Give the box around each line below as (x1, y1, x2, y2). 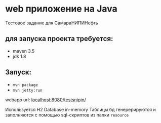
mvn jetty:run (12, 88, 43, 93)
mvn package (12, 82, 38, 88)
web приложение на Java (5, 3, 117, 15)
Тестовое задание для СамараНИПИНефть (5, 20, 99, 26)
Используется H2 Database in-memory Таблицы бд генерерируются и (5, 106, 156, 112)
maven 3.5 (12, 48, 35, 54)
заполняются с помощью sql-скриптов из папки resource (5, 112, 129, 118)
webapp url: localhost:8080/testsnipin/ (5, 97, 86, 103)
